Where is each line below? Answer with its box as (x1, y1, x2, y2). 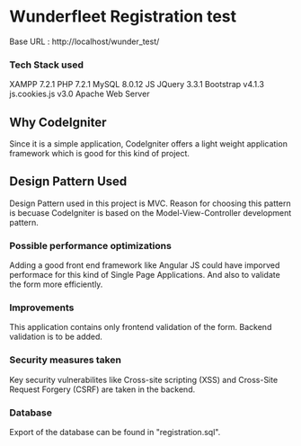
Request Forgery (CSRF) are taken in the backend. (9, 384, 196, 395)
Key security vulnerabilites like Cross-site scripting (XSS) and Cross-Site (9, 374, 279, 385)
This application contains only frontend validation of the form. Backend (9, 322, 272, 333)
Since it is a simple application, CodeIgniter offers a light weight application (9, 138, 288, 149)
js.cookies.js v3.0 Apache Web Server (9, 88, 150, 100)
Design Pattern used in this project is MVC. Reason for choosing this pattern (9, 198, 291, 209)
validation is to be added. (9, 331, 103, 343)
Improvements (9, 301, 75, 314)
